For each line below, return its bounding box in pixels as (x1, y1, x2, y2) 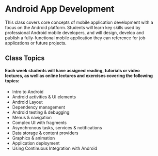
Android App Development (5, 3, 115, 15)
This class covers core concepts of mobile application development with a (5, 19, 154, 25)
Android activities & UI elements (12, 94, 76, 100)
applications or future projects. (5, 40, 67, 46)
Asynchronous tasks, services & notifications (12, 125, 102, 130)
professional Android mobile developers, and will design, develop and (5, 30, 144, 35)
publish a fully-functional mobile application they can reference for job (5, 35, 145, 41)
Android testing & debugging (12, 109, 70, 115)
